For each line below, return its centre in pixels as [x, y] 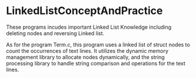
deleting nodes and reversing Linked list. [55, 33]
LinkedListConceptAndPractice [84, 11]
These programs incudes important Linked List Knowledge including [89, 27]
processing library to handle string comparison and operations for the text [96, 63]
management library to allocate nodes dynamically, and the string [85, 57]
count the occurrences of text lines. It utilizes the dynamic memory [87, 50]
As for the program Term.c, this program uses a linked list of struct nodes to [98, 45]
